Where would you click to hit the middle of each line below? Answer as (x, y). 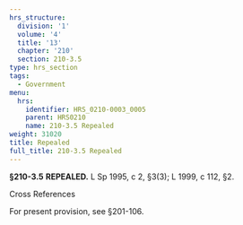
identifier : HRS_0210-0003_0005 (86, 109)
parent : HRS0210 (56, 117)
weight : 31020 (36, 134)
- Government (42, 84)
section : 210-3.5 (50, 59)
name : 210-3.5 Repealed (70, 126)
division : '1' (43, 26)
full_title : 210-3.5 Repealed (66, 151)
